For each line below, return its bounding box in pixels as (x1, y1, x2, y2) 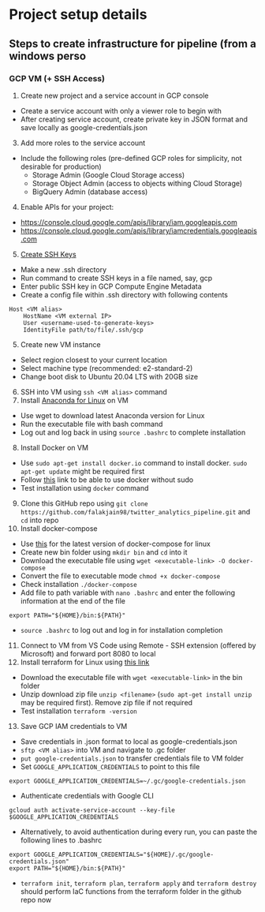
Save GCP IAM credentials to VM (20, 721, 128, 731)
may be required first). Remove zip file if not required (20, 697, 192, 707)
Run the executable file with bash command (20, 419, 163, 428)
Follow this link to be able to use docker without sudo (20, 475, 194, 484)
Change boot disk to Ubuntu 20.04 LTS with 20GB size (20, 372, 199, 381)
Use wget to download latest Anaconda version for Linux (20, 410, 205, 420)
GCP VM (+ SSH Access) (9, 73, 106, 84)
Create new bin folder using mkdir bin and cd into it (20, 547, 188, 557)
